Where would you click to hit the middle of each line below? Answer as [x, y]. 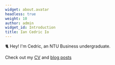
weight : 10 [16, 18]
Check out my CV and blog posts [38, 57]
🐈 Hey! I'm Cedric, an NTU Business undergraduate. [58, 46]
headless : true [21, 14]
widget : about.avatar [27, 9]
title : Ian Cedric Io [27, 32]
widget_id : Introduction [30, 28]
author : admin [20, 23]
